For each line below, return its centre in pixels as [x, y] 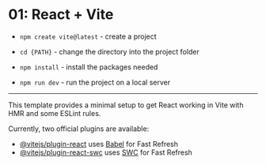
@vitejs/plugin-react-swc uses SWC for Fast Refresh [106, 152]
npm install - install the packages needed [89, 67]
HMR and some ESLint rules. [55, 113]
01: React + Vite [61, 15]
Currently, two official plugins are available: [79, 129]
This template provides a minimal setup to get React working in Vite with [126, 105]
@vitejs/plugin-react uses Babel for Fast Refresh [99, 144]
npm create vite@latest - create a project [88, 36]
